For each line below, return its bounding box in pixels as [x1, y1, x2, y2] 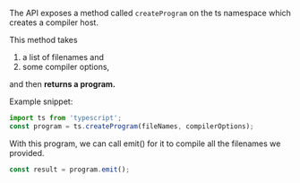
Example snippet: [9, 96, 73, 107]
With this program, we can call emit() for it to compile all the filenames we [9, 138, 281, 149]
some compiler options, [21, 62, 110, 72]
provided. [9, 147, 45, 158]
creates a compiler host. [9, 17, 99, 28]
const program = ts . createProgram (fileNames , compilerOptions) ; [9, 121, 254, 131]
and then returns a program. [9, 79, 116, 89]
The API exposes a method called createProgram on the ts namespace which [9, 8, 291, 18]
